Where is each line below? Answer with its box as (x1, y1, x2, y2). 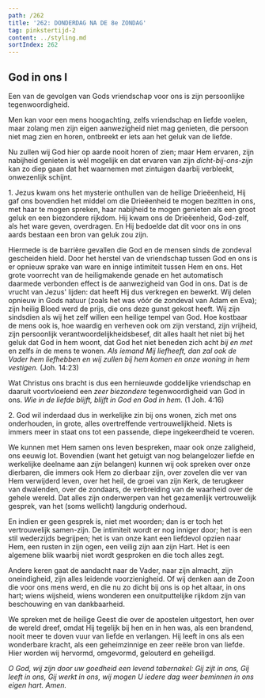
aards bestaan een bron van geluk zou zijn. (8, 230, 149, 239)
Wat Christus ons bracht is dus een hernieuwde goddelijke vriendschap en (8, 377, 252, 388)
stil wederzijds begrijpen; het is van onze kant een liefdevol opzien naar (8, 533, 241, 543)
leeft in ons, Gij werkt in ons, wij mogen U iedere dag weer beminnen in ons (8, 672, 255, 681)
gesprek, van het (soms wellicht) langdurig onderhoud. (8, 501, 187, 510)
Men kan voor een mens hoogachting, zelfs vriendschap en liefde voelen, (8, 115, 248, 124)
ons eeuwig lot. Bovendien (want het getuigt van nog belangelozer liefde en (8, 450, 255, 460)
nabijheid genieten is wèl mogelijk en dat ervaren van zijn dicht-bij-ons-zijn (8, 155, 253, 165)
